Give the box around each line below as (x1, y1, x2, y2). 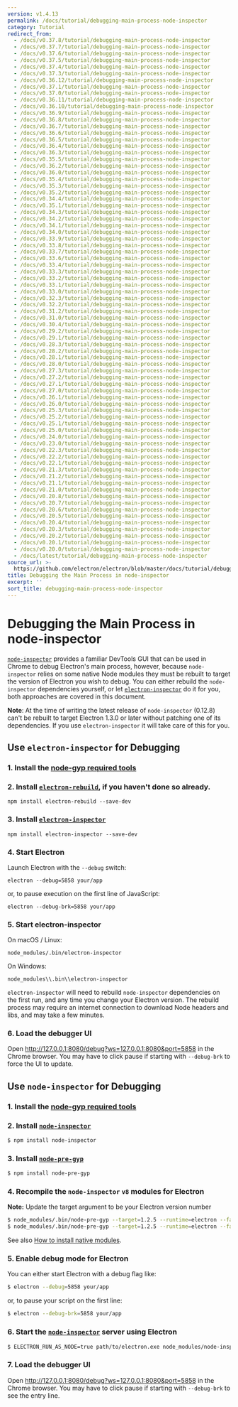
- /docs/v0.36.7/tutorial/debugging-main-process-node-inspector (13, 122, 211, 130)
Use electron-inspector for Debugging (7, 742, 181, 754)
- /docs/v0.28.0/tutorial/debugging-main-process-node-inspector (13, 360, 211, 368)
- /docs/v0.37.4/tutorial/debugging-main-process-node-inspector (13, 63, 211, 70)
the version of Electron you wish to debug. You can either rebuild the (7, 676, 208, 686)
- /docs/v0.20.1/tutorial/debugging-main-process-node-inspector (13, 539, 211, 546)
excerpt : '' (7, 578, 42, 586)
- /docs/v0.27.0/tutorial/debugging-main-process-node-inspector (13, 387, 211, 394)
